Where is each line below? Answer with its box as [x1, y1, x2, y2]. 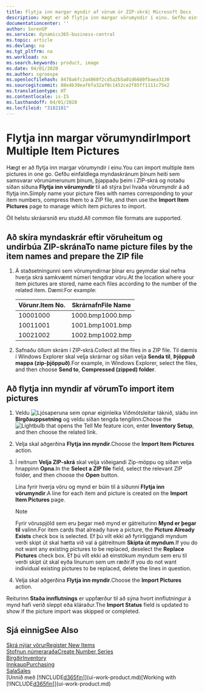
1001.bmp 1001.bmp [71, 321, 132, 330]
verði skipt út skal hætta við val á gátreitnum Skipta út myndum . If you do [15, 539, 198, 547]
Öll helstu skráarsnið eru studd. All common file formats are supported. [6, 214, 182, 222]
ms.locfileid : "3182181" [6, 104, 69, 111]
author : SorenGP [6, 26, 47, 32]
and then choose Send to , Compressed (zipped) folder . [15, 366, 156, 374]
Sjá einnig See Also [6, 625, 79, 635]
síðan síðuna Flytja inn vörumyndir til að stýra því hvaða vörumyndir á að [6, 183, 189, 191]
